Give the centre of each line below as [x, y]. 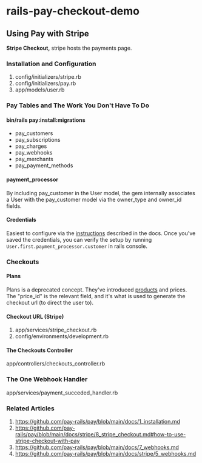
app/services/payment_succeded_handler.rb [62, 393]
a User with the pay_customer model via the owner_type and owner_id [94, 199]
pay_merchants [34, 159]
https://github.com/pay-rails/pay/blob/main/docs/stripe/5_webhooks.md [106, 453]
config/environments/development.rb [62, 336]
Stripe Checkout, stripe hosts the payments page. [69, 48]
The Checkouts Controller [40, 350]
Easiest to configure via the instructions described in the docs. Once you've [101, 233]
